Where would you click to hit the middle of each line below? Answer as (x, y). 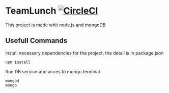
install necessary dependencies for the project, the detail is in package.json (84, 53)
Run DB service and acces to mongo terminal (53, 71)
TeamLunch (31, 11)
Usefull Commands (36, 41)
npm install (18, 62)
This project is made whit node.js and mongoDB (55, 25)
